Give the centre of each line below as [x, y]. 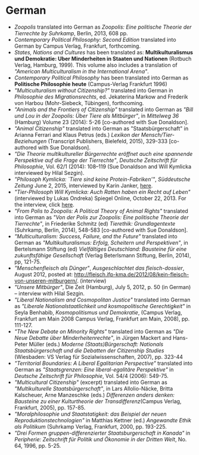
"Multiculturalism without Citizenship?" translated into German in [94, 90]
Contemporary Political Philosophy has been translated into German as [101, 78]
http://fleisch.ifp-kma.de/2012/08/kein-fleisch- [131, 274]
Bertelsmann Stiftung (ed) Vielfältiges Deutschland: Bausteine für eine [100, 249]
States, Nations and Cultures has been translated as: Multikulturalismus [103, 52]
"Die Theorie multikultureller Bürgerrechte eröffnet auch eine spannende [103, 153]
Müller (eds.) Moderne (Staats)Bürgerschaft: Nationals [96, 344]
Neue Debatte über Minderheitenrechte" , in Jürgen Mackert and [93, 337]
